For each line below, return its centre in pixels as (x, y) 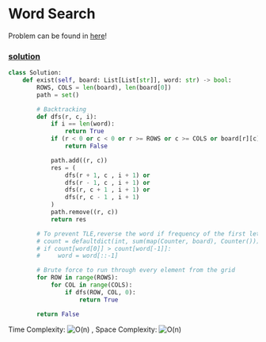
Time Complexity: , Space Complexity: (83, 329)
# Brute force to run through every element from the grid (136, 271)
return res (68, 219)
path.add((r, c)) (79, 160)
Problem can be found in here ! (58, 36)
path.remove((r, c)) (84, 212)
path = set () (58, 95)
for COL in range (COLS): (91, 285)
